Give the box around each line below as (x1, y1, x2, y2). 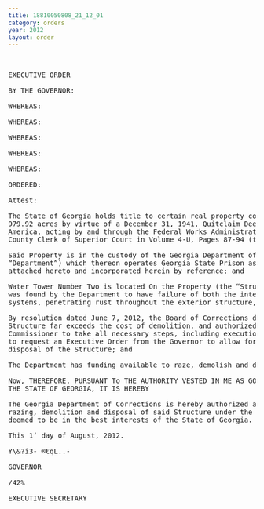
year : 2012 (8, 26, 44, 34)
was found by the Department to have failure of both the (8, 290, 236, 299)
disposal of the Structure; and (8, 345, 133, 354)
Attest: (8, 196, 38, 205)
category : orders (8, 19, 65, 27)
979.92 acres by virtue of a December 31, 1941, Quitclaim (8, 220, 241, 228)
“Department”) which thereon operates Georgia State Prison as (8, 259, 257, 267)
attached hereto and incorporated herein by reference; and (8, 267, 245, 275)
